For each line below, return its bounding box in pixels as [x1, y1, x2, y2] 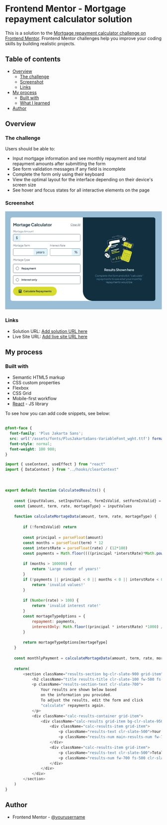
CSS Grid [12, 390, 31, 396]
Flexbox [12, 385, 29, 391]
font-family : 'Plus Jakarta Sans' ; [9, 431, 83, 436]
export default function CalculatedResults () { [5, 488, 106, 493]
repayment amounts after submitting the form [12, 161, 106, 167]
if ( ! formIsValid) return [23, 524, 77, 530]
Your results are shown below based [40, 687, 117, 692]
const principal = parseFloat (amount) [23, 535, 103, 540]
